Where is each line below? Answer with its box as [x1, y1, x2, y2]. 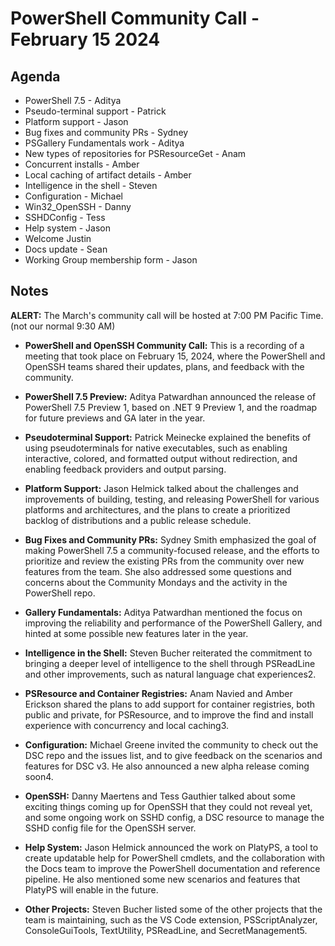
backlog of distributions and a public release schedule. [24, 514, 252, 526]
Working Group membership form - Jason [24, 254, 198, 266]
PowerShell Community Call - [10, 7, 260, 30]
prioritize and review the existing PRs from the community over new [24, 555, 305, 567]
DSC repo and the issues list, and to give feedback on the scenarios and [24, 749, 323, 761]
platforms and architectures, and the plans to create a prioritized [24, 503, 291, 516]
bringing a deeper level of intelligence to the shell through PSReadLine [24, 657, 316, 669]
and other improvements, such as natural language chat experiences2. [24, 668, 317, 680]
